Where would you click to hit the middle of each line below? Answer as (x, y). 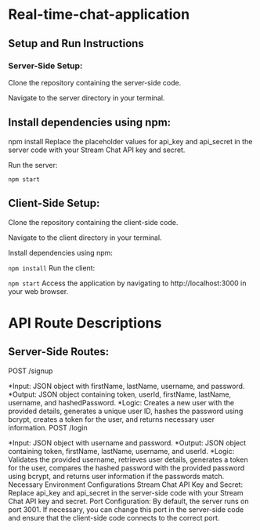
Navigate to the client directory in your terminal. (85, 238)
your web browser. (38, 291)
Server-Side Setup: (45, 66)
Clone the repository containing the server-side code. (95, 82)
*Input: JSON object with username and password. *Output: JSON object (127, 443)
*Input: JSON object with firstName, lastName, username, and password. (126, 386)
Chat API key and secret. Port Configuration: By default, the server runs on (128, 501)
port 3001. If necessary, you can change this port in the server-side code (126, 509)
